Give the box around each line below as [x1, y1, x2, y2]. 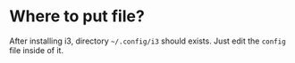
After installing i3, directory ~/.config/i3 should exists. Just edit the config [9, 35, 286, 46]
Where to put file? [9, 6, 145, 27]
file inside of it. [9, 44, 64, 55]
